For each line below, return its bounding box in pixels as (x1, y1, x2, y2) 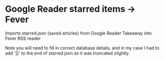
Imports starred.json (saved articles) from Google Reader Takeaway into (5, 30, 152, 36)
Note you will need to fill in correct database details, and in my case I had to (5, 45, 160, 51)
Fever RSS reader (5, 35, 41, 41)
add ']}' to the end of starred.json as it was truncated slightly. (5, 50, 130, 56)
